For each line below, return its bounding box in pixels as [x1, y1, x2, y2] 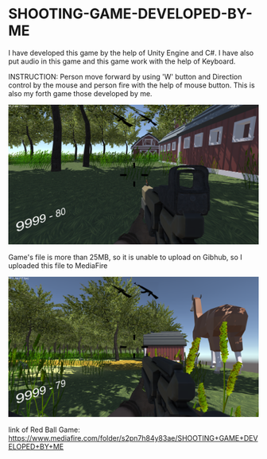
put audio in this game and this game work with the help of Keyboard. [8, 56, 236, 66]
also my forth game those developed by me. [8, 88, 153, 98]
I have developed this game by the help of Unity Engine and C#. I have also [8, 48, 254, 57]
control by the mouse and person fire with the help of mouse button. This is [8, 80, 256, 90]
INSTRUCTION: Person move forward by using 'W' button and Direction [8, 72, 242, 81]
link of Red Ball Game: [8, 425, 81, 434]
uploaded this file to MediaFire [8, 260, 108, 270]
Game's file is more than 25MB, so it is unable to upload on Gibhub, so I [8, 252, 242, 262]
